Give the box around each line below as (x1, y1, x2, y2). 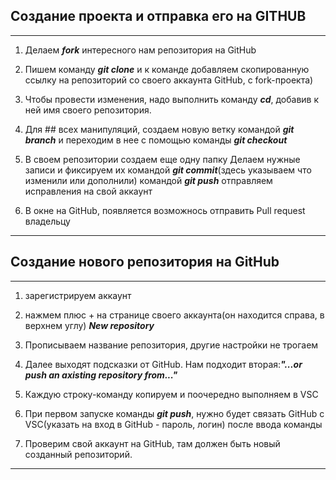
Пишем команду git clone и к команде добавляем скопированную (24, 63, 310, 75)
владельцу (24, 215, 71, 227)
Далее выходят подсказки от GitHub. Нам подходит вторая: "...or (24, 358, 303, 370)
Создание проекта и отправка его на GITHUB (10, 8, 307, 25)
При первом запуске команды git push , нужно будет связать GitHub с (24, 407, 325, 419)
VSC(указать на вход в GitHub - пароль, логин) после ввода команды (24, 418, 323, 430)
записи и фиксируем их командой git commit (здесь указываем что (24, 164, 312, 176)
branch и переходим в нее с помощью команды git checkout (24, 134, 288, 146)
